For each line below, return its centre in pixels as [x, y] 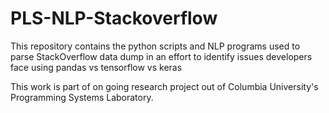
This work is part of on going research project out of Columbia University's [164, 86]
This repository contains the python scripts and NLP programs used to [155, 46]
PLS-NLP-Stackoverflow [114, 18]
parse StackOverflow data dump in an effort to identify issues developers [161, 56]
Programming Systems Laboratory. [82, 97]
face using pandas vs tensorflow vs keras [96, 67]
